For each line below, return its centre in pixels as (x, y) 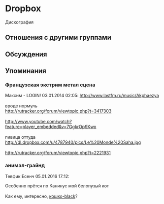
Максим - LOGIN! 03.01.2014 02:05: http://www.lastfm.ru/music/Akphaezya (82, 96)
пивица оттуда (20, 137)
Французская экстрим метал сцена (50, 85)
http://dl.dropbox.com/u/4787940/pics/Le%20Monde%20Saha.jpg (73, 142)
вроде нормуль (21, 106)
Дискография (19, 22)
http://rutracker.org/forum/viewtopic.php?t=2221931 (58, 153)
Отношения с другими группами (58, 38)
